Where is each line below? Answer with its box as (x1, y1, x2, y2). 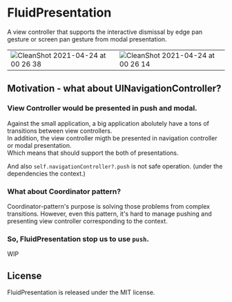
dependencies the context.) (7, 169, 86, 178)
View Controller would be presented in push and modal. (7, 104, 198, 113)
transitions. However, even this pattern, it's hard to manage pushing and (7, 209, 212, 218)
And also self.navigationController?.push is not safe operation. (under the (7, 162, 223, 170)
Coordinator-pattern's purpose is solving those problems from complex (7, 202, 211, 210)
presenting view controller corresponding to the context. (7, 216, 168, 225)
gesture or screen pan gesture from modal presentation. (7, 35, 167, 43)
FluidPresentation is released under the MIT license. (7, 288, 155, 296)
